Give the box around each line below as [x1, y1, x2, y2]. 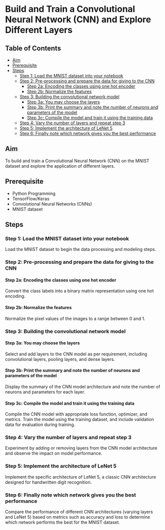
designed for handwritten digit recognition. [5, 479, 92, 485]
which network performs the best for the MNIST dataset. [5, 519, 120, 526]
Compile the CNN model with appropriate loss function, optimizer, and [5, 411, 148, 417]
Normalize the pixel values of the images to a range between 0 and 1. [5, 316, 145, 321]
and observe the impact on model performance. [5, 450, 102, 457]
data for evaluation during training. [5, 422, 75, 427]
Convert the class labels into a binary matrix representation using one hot [5, 288, 154, 294]
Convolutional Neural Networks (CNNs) [12, 201, 92, 207]
